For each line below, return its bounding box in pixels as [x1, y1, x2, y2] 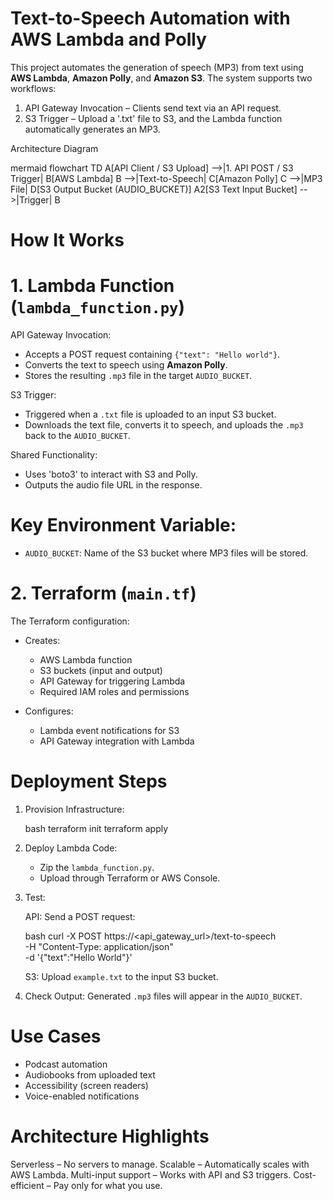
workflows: [10, 82, 57, 94]
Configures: [24, 705, 74, 717]
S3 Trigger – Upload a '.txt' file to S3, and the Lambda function [24, 112, 283, 124]
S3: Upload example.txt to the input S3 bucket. [24, 970, 219, 982]
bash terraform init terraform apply [24, 822, 169, 834]
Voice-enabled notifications [24, 1090, 140, 1102]
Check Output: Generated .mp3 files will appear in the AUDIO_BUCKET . [24, 990, 303, 1002]
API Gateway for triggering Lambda [39, 675, 186, 687]
